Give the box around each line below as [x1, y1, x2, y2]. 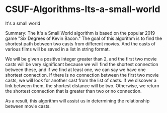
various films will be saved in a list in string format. [5, 46, 110, 52]
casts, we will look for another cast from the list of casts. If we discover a [5, 77, 157, 83]
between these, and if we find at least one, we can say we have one [5, 67, 146, 73]
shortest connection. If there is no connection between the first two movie [5, 72, 159, 78]
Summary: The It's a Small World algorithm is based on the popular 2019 [5, 30, 155, 36]
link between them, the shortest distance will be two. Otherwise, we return [5, 82, 159, 89]
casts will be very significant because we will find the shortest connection [5, 61, 158, 67]
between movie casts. [5, 103, 51, 109]
